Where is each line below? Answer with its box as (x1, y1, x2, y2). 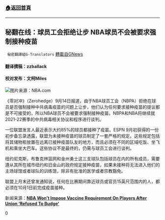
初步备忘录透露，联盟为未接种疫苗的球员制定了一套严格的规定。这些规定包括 (5, 133, 160, 139)
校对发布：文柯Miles (5, 75, 47, 82)
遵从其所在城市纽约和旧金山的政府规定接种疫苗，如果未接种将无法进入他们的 (5, 161, 160, 168)
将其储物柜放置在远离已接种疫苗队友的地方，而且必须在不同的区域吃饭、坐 (5, 139, 156, 145)
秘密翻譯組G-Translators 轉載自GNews (7, 51, 83, 57)
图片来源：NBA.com (10, 87, 51, 93)
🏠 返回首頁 (5, 4, 31, 11)
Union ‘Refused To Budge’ (5, 200, 59, 206)
